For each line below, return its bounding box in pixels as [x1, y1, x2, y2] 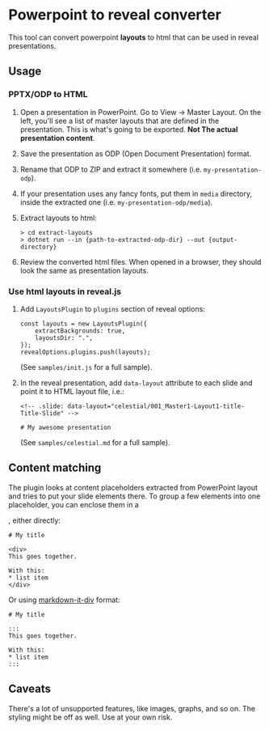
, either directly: [8, 516, 61, 525]
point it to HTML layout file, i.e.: [19, 386, 125, 396]
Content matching [8, 461, 102, 475]
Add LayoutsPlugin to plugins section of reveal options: [19, 303, 206, 313]
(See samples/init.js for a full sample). [19, 362, 153, 371]
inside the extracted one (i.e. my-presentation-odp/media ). [19, 197, 213, 207]
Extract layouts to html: [19, 213, 97, 223]
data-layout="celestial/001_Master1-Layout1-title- [67, 402, 245, 410]
